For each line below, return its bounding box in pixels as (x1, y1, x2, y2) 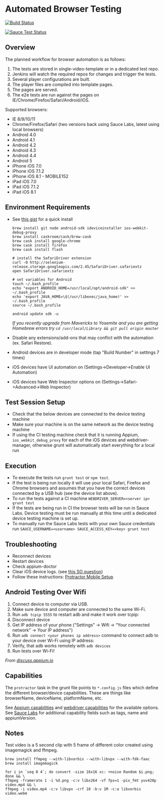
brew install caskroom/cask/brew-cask (12, 234, 92, 239)
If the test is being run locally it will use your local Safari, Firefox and (12, 480, 150, 486)
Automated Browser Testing (5, 3, 122, 15)
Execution (5, 461, 37, 470)
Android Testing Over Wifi (5, 588, 87, 596)
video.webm (5, 791, 27, 796)
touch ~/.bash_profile (12, 281, 59, 286)
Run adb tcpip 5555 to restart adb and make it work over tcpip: (12, 611, 140, 617)
